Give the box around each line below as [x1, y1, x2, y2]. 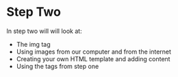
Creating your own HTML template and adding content [16, 54, 170, 63]
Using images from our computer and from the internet [16, 47, 172, 56]
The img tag [16, 40, 51, 48]
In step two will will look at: [6, 27, 83, 35]
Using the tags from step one [16, 62, 99, 70]
